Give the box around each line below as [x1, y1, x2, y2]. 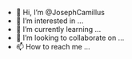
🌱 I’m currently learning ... [15, 25, 102, 33]
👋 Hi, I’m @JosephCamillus [15, 8, 106, 17]
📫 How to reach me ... [15, 42, 90, 51]
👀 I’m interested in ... [15, 16, 84, 26]
